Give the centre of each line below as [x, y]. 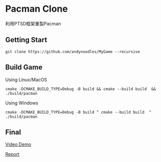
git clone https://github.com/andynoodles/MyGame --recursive [73, 51]
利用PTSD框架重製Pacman [33, 23]
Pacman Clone [36, 9]
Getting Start [26, 40]
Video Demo [18, 144]
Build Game [24, 67]
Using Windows [22, 103]
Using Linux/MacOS [26, 79]
